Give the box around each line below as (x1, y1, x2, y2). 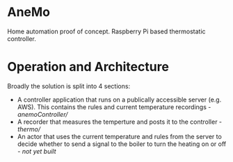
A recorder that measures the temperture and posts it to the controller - (17, 118, 223, 126)
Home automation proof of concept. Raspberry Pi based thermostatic (7, 27, 207, 35)
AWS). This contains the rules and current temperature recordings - (17, 102, 211, 111)
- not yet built (17, 147, 57, 155)
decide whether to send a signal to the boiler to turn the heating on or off (17, 140, 227, 148)
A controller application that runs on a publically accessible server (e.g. (17, 95, 222, 104)
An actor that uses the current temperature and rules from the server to (17, 132, 223, 140)
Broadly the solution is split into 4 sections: (7, 81, 131, 90)
